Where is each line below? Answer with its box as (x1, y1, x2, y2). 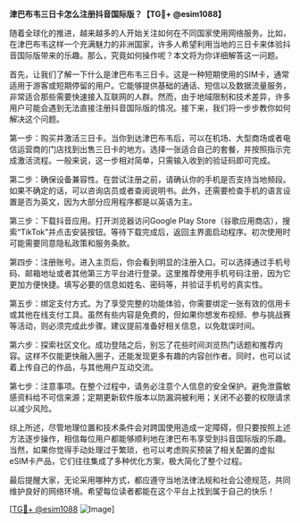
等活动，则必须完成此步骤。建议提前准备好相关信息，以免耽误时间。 (9, 321, 260, 331)
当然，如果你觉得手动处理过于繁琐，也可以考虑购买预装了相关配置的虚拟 (9, 444, 275, 455)
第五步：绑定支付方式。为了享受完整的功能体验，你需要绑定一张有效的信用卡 (9, 299, 291, 308)
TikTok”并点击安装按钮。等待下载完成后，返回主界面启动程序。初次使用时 (21, 227, 291, 237)
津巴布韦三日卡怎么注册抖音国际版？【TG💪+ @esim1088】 (9, 9, 226, 19)
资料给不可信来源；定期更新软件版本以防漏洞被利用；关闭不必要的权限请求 (16, 392, 291, 402)
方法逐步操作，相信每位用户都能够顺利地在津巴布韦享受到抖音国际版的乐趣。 (9, 434, 291, 443)
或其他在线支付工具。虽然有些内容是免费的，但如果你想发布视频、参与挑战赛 (9, 309, 291, 320)
